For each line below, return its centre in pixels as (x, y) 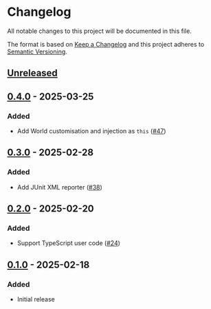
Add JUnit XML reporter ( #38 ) (60, 187)
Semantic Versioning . (37, 51)
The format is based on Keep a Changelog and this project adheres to (106, 44)
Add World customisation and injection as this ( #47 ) (91, 131)
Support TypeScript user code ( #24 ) (68, 243)
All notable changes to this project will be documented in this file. (100, 31)
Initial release (36, 299)
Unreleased (33, 73)
